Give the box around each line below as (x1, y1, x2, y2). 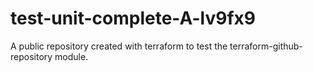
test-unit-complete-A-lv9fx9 (10, 7, 256, 30)
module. (54, 50, 89, 62)
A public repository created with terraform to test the (10, 40, 228, 52)
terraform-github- (229, 40, 303, 52)
